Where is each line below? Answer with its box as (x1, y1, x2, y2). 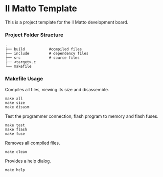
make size (5, 100, 25, 105)
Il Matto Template (5, 3, 77, 14)
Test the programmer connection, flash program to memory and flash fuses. (5, 113, 159, 119)
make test (5, 123, 25, 127)
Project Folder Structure (5, 31, 64, 38)
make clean (5, 149, 27, 154)
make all (5, 96, 23, 101)
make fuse (5, 131, 25, 136)
